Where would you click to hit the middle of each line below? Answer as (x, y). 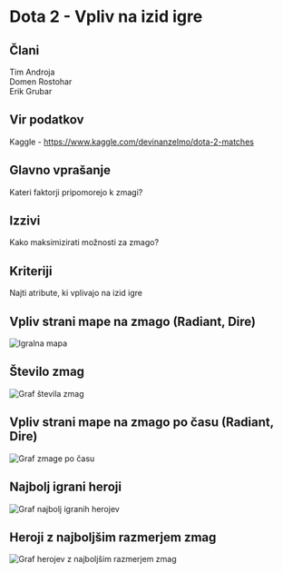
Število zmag (47, 372)
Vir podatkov (47, 120)
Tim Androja (32, 72)
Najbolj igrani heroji (66, 487)
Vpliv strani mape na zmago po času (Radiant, (141, 423)
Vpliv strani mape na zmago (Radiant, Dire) (133, 321)
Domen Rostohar (41, 82)
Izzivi (25, 221)
